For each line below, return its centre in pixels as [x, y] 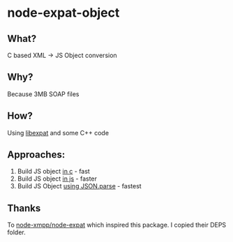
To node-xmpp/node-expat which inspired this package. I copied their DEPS [117, 225]
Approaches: [36, 155]
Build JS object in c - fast [54, 172]
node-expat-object [63, 13]
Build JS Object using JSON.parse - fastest [79, 186]
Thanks [24, 208]
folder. [16, 232]
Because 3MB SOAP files [43, 94]
